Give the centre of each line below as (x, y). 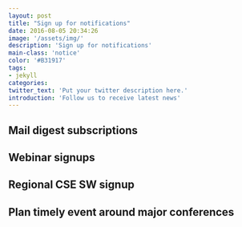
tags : (17, 68)
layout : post (30, 16)
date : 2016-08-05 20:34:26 (53, 30)
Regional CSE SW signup (71, 185)
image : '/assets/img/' (46, 38)
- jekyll (23, 75)
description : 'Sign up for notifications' (80, 46)
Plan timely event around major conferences (121, 212)
